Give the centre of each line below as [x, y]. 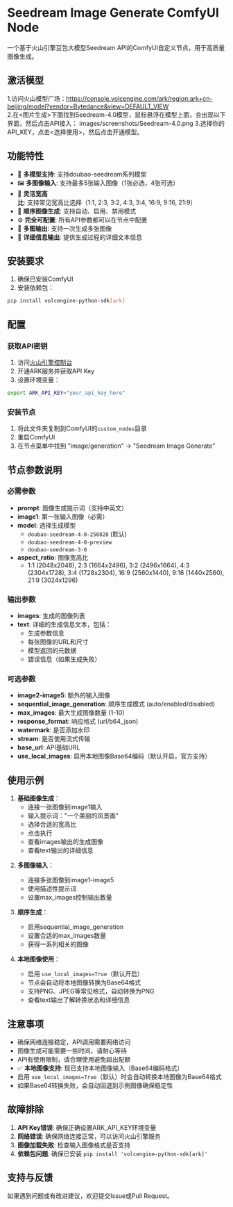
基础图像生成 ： [38, 798]
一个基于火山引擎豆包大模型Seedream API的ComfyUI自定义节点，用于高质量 [116, 47]
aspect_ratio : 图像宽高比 [53, 557]
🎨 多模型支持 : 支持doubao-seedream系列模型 [82, 174]
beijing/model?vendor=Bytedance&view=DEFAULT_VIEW [88, 106]
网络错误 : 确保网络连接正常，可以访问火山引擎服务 [89, 1136]
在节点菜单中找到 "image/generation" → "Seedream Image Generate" [116, 446]
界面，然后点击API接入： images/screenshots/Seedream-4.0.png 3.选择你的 [116, 123]
